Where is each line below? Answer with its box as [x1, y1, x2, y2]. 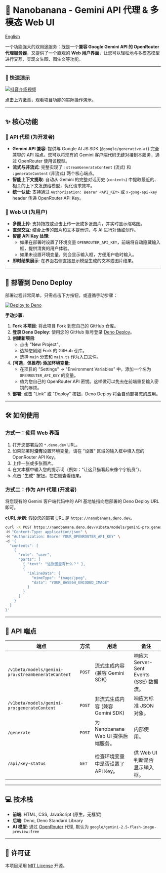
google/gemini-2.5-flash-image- [89, 825, 157, 830]
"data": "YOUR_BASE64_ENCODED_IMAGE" [31, 580, 110, 585]
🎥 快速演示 [5, 74, 31, 81]
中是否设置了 [94, 760, 125, 767]
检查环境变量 [94, 753, 125, 760]
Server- [133, 659, 153, 666]
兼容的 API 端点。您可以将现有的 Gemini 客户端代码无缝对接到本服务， [12, 152, 156, 158]
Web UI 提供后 [94, 733, 128, 740]
